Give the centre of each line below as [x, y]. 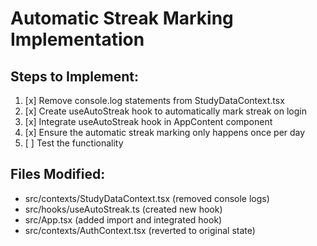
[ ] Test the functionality [74, 143]
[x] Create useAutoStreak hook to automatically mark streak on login [165, 111]
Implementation [77, 39]
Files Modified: [58, 174]
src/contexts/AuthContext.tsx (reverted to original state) [140, 230]
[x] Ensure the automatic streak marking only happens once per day [165, 132]
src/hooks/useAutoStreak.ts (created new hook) [123, 209]
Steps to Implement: [75, 76]
